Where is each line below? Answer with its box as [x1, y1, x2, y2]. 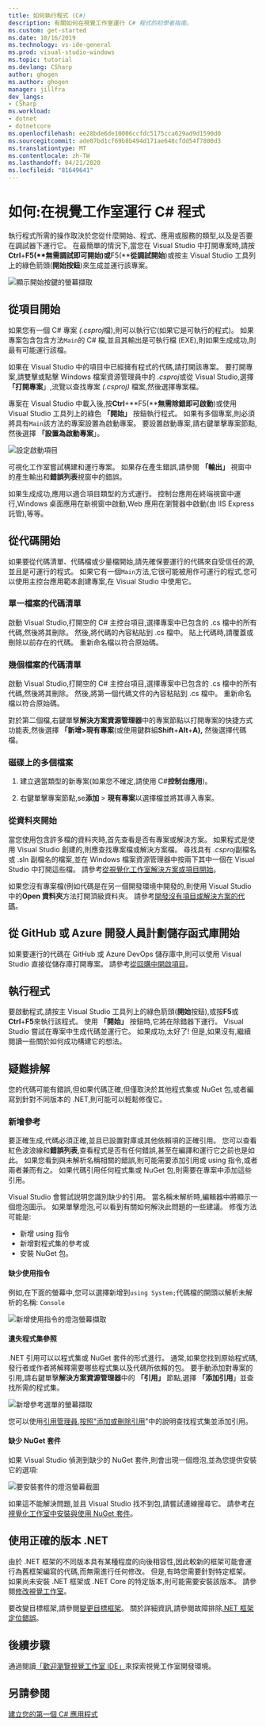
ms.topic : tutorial [8, 56, 73, 64]
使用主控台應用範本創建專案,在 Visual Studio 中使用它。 [14, 576, 196, 586]
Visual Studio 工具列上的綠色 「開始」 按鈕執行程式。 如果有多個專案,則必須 [8, 408, 255, 418]
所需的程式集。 [14, 1383, 64, 1392]
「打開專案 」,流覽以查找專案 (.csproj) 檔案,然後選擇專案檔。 [8, 381, 203, 391]
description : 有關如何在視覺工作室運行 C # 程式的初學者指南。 [8, 19, 192, 27]
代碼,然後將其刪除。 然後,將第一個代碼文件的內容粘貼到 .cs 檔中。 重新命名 [8, 689, 252, 698]
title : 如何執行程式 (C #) [8, 11, 87, 20]
